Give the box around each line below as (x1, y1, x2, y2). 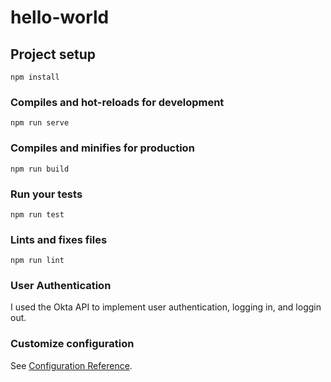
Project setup (10, 46, 97, 63)
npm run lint (10, 256, 65, 266)
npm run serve (10, 118, 70, 128)
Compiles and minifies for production (10, 141, 195, 155)
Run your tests (10, 187, 83, 201)
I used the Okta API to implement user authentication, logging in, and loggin (10, 301, 322, 313)
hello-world (10, 6, 110, 29)
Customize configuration (10, 337, 135, 351)
